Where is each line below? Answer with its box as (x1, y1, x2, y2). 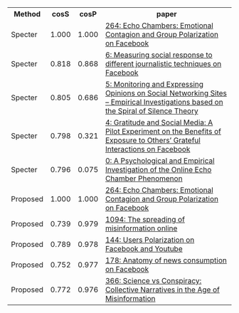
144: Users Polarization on (105, 235, 195, 245)
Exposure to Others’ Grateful (105, 135, 201, 145)
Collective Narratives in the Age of (105, 285, 221, 295)
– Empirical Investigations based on (105, 97, 223, 107)
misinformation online (105, 223, 178, 233)
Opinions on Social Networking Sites (105, 88, 228, 98)
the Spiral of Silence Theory (105, 106, 198, 116)
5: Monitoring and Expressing (105, 80, 204, 89)
